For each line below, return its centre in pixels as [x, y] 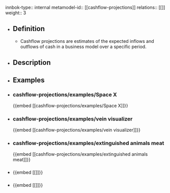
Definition [29, 29]
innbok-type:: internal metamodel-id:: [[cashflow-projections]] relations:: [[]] [85, 7]
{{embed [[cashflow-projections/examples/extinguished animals [80, 154]
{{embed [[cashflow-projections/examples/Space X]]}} [70, 105]
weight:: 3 [16, 13]
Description [32, 63]
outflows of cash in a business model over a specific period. [83, 46]
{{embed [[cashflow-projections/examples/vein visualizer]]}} [77, 130]
